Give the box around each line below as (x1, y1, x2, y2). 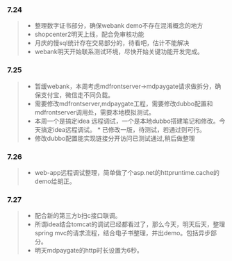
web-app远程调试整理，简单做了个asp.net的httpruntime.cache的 (34, 168, 220, 176)
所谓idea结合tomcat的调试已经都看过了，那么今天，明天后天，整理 (34, 220, 226, 228)
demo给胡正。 (34, 177, 76, 185)
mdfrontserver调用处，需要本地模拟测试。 (34, 108, 155, 116)
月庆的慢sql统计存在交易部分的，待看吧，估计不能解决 (34, 39, 190, 47)
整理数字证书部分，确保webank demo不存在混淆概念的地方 (34, 22, 204, 30)
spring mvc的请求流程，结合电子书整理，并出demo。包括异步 (34, 229, 211, 237)
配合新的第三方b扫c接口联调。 (34, 212, 122, 220)
